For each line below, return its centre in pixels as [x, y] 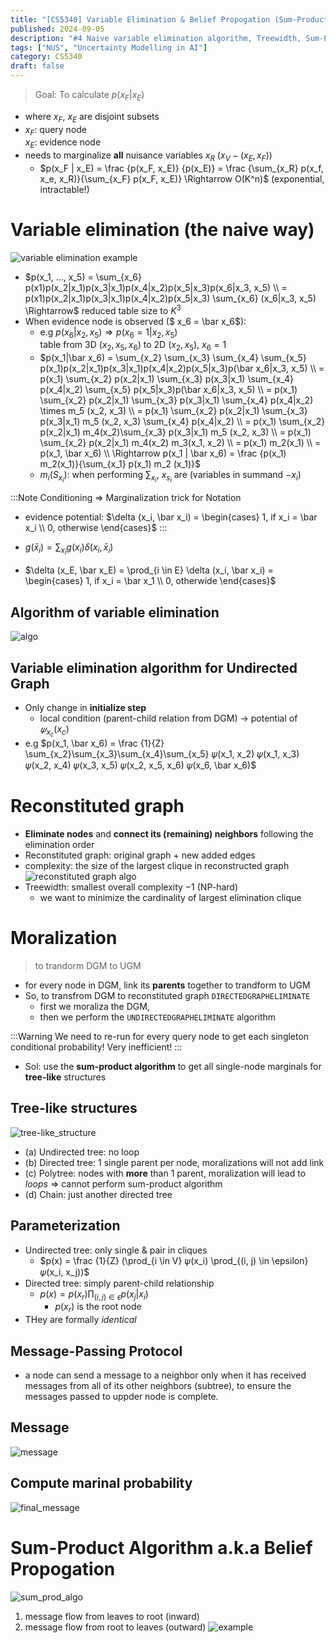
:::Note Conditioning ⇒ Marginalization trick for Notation [126, 498]
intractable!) [64, 189]
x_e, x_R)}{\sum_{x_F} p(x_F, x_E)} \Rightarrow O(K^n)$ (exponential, [182, 178]
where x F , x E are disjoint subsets [92, 117]
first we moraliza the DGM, [94, 1007]
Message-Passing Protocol [96, 1351]
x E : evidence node [63, 143]
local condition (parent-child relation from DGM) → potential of [168, 718]
